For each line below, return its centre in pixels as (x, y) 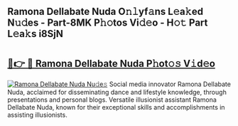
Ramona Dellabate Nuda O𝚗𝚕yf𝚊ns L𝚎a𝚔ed (106, 12)
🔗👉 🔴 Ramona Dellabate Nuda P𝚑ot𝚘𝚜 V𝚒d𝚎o (111, 63)
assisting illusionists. (37, 115)
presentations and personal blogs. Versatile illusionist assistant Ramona (112, 100)
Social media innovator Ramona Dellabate (170, 84)
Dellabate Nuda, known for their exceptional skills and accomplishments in (116, 107)
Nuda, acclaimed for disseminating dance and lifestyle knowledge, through (117, 92)
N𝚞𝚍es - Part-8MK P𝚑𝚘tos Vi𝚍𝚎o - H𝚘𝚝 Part (108, 23)
